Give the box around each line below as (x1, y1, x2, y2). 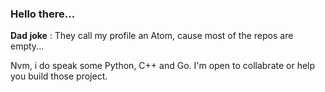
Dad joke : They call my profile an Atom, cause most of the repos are (10, 30, 294, 42)
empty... (10, 40, 45, 52)
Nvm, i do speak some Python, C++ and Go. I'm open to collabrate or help (10, 60, 316, 72)
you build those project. (10, 70, 108, 82)
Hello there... (10, 7, 76, 21)
